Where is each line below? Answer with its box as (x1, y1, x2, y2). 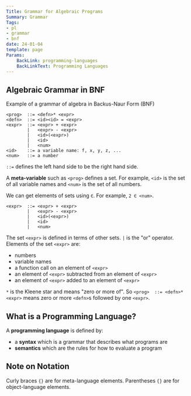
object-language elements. (6, 383, 71, 390)
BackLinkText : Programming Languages (16, 63, 109, 69)
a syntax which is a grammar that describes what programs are (14, 339, 168, 345)
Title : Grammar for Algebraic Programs (6, 8, 103, 15)
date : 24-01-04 (6, 42, 43, 48)
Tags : (6, 19, 19, 25)
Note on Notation (6, 361, 70, 371)
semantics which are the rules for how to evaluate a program (14, 344, 162, 351)
